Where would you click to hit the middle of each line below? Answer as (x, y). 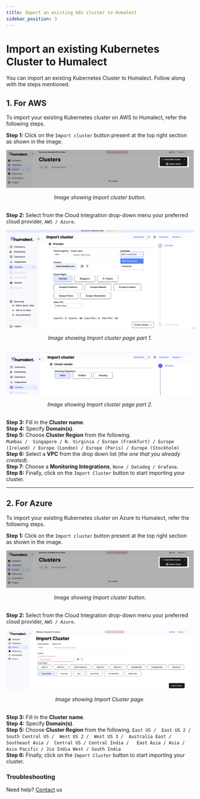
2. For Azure (29, 504)
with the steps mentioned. (38, 84)
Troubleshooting (31, 776)
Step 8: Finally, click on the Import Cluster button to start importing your (96, 472)
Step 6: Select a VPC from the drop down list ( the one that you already (93, 454)
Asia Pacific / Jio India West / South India (63, 749)
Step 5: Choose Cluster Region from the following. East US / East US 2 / (99, 729)
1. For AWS (26, 103)
